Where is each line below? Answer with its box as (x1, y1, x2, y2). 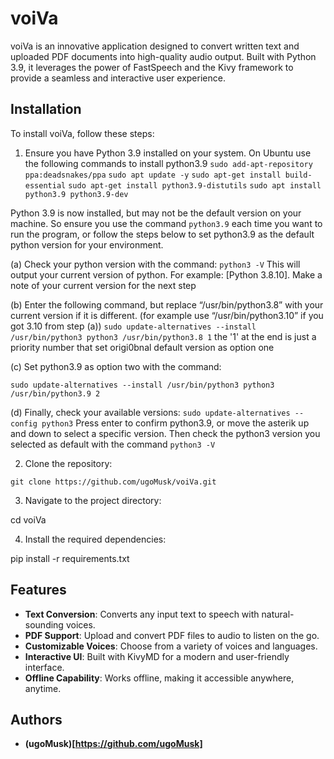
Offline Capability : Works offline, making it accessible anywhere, (24, 672, 295, 684)
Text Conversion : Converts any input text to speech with (24, 608, 260, 620)
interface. (24, 661, 65, 673)
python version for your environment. (10, 238, 164, 251)
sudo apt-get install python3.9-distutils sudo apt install (68, 180, 322, 191)
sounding (24, 618, 64, 631)
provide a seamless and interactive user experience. (10, 72, 226, 84)
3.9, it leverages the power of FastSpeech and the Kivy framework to (10, 61, 294, 73)
